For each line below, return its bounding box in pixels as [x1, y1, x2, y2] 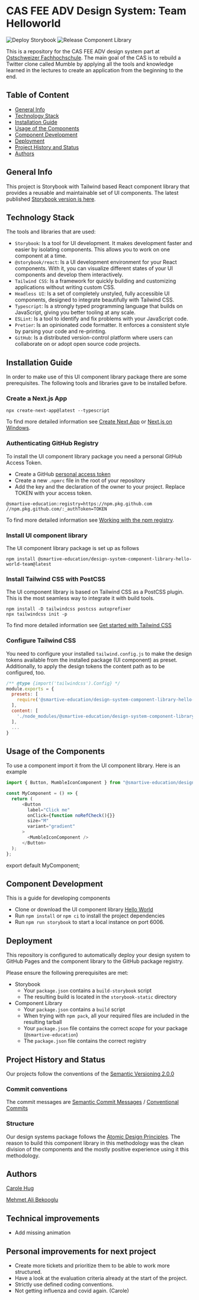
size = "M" [27, 818, 49, 824]
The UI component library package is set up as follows [6, 545, 139, 552]
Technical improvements [6, 1213, 99, 1224]
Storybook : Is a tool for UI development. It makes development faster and [14, 240, 192, 247]
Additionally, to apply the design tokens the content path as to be [6, 662, 165, 670]
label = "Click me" [27, 807, 70, 813]
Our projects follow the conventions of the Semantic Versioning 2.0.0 [6, 1070, 175, 1077]
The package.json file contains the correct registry [23, 1038, 147, 1045]
